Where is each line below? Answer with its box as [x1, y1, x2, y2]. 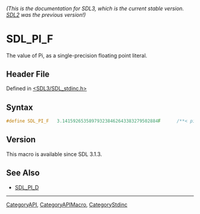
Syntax [6, 102, 33, 112]
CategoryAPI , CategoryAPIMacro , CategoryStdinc [6, 201, 128, 208]
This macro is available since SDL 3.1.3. [6, 150, 102, 158]
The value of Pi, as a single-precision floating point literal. [6, 51, 148, 59]
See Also [6, 168, 40, 178]
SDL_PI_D [14, 184, 39, 191]
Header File [6, 69, 50, 79]
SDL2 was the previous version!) [6, 11, 86, 18]
